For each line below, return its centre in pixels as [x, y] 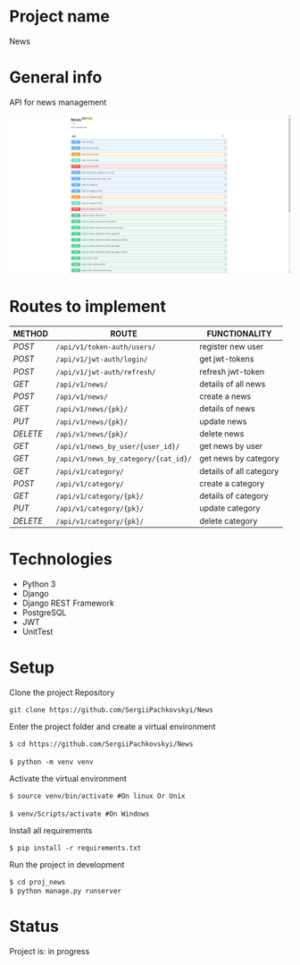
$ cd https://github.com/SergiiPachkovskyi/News [101, 744]
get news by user [231, 446]
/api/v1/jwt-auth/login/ [102, 360]
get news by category [239, 459]
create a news [225, 396]
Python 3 [39, 584]
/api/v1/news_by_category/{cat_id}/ [124, 459]
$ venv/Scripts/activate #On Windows [79, 814]
